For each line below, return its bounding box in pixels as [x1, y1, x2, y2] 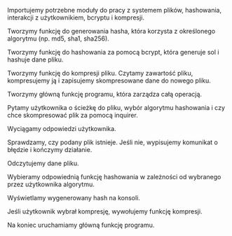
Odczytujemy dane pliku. [7, 159, 79, 167]
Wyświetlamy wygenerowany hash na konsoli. [7, 194, 140, 202]
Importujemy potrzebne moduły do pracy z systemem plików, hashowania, [7, 6, 222, 14]
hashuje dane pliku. [7, 55, 64, 64]
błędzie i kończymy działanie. [7, 146, 93, 153]
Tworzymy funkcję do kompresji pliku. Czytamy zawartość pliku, [7, 69, 193, 77]
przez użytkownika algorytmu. [7, 180, 95, 188]
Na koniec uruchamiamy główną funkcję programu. [7, 221, 155, 229]
